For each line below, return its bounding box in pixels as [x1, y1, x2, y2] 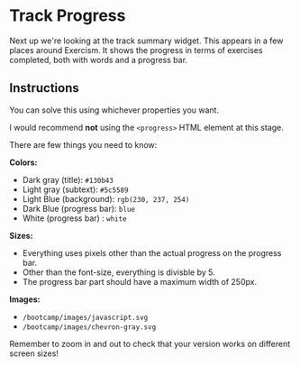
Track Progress [9, 5, 126, 26]
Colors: [9, 157, 38, 168]
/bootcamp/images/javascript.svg [22, 313, 149, 322]
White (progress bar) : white [22, 213, 128, 224]
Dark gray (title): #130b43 [22, 174, 114, 185]
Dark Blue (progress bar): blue [22, 203, 135, 214]
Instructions [9, 80, 79, 96]
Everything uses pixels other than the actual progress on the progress [22, 247, 282, 258]
